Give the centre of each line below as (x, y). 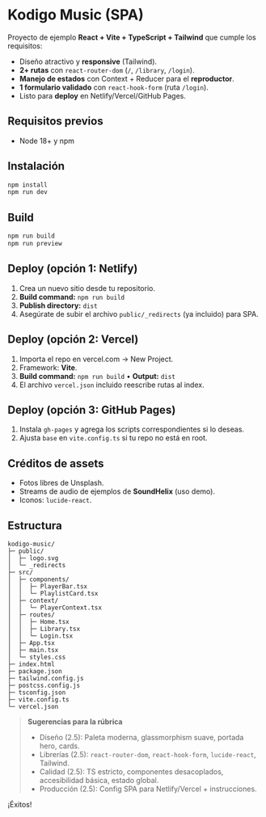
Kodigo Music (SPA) (76, 15)
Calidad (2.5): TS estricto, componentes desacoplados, (131, 771)
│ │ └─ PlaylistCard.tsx (53, 593)
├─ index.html (32, 664)
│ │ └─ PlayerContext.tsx (55, 608)
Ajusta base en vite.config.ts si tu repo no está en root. (113, 438)
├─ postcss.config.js (44, 685)
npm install (27, 185)
